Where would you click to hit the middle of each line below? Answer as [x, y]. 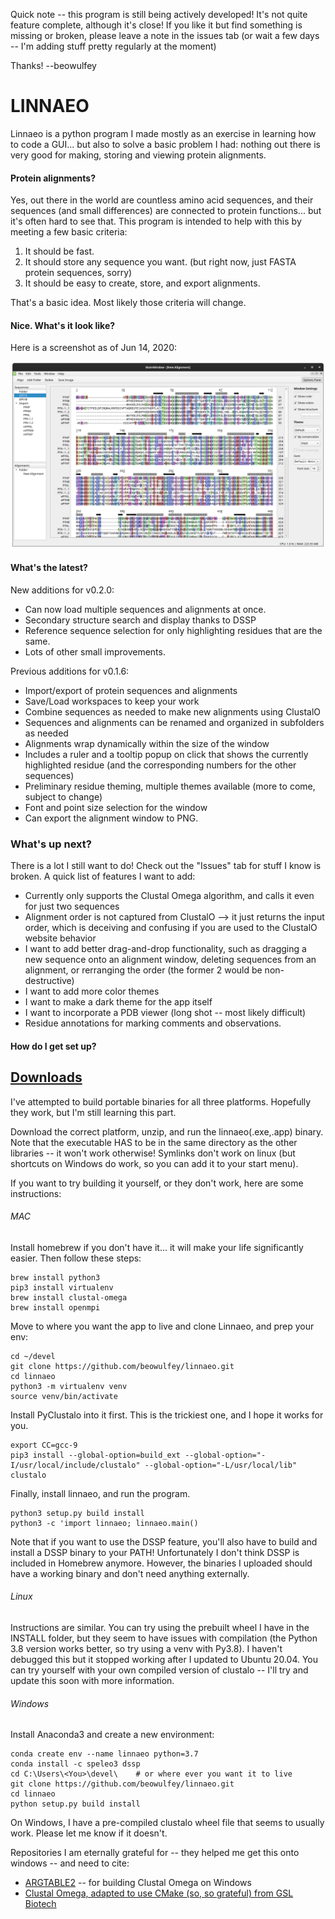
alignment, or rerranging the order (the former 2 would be [143, 970]
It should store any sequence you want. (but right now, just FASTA [160, 262]
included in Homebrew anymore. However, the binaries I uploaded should [161, 1563]
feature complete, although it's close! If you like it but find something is [156, 25]
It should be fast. [59, 251]
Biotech [40, 1904]
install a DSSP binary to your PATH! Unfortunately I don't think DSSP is [155, 1552]
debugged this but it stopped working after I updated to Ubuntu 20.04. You [164, 1659]
